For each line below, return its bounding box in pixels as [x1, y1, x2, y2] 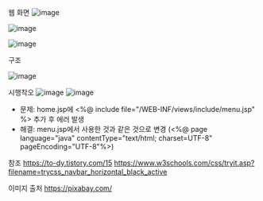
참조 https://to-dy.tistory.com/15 [8, 158, 113, 168]
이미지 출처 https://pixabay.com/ [8, 184, 113, 193]
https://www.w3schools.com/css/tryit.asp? [114, 158, 255, 168]
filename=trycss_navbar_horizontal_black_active [8, 167, 168, 176]
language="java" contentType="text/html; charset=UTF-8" [19, 133, 213, 142]
